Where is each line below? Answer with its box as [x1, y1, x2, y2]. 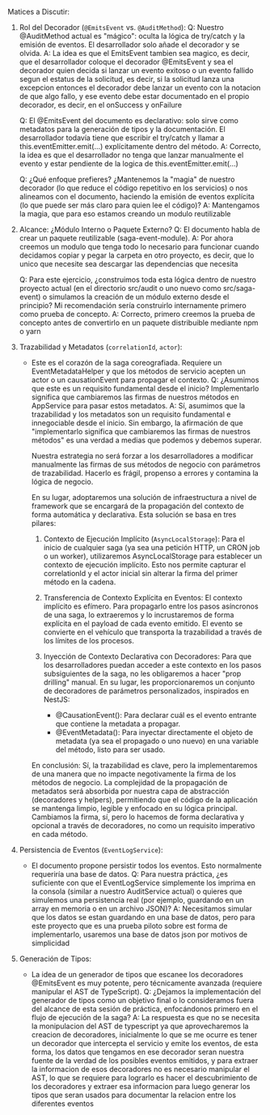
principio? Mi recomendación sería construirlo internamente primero [19, 301, 247, 310]
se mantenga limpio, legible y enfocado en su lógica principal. [31, 804, 238, 813]
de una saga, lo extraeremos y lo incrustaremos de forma [43, 610, 234, 619]
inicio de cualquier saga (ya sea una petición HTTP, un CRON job [43, 543, 260, 552]
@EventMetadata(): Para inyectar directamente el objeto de [55, 728, 254, 737]
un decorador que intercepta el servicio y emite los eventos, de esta [31, 1039, 259, 1048]
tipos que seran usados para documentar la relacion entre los [31, 1090, 236, 1100]
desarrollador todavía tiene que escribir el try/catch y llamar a [19, 133, 225, 143]
